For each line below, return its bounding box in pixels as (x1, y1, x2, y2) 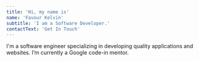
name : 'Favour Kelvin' (6, 15, 64, 21)
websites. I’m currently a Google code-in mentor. (6, 49, 129, 57)
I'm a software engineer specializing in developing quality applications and (6, 43, 194, 50)
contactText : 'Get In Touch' (6, 26, 80, 32)
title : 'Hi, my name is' (6, 9, 69, 15)
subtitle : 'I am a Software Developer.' (6, 20, 111, 26)
